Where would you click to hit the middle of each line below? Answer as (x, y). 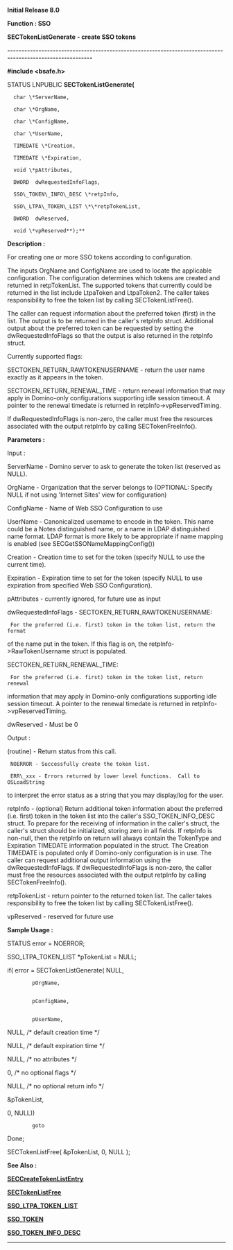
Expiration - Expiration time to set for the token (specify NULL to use (105, 578)
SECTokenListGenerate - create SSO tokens (72, 37)
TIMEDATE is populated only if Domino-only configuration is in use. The (110, 853)
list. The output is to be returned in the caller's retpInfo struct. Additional (110, 321)
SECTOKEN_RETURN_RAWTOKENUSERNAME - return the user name (106, 370)
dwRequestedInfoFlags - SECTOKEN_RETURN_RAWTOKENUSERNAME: (110, 612)
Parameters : (26, 439)
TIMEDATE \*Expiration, (48, 158)
